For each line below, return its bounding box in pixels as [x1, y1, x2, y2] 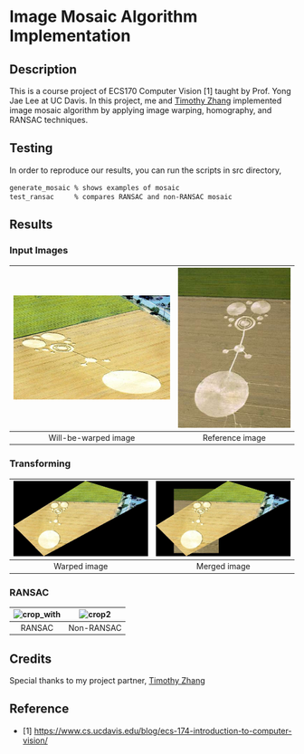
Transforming [9, 457, 71, 470]
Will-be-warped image [48, 432, 136, 443]
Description [9, 62, 77, 77]
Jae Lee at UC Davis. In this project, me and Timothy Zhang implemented [9, 95, 282, 106]
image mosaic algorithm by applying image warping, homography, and [9, 105, 272, 115]
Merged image [195, 561, 251, 572]
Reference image [202, 432, 267, 443]
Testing [9, 140, 53, 156]
